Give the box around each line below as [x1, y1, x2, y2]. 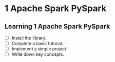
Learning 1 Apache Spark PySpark [4, 22, 110, 31]
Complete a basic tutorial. [11, 41, 64, 46]
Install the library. [11, 35, 47, 41]
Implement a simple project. [11, 46, 68, 52]
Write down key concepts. [11, 51, 64, 57]
